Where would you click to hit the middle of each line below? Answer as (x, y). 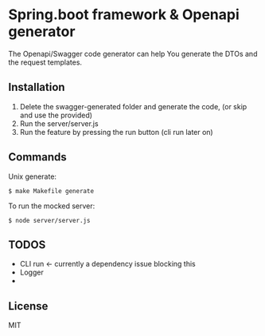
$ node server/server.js (49, 220)
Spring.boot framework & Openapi (124, 15)
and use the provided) (56, 115)
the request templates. (45, 62)
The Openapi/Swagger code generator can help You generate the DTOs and (133, 53)
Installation (37, 87)
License (28, 306)
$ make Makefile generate (51, 191)
